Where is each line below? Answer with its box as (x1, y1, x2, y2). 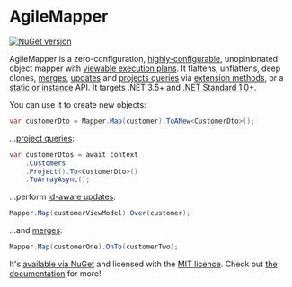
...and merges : (9, 225, 63, 236)
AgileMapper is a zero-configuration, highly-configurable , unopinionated (9, 53, 279, 64)
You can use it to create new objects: (9, 99, 146, 109)
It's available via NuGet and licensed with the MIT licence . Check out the (9, 258, 278, 270)
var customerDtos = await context (9, 150, 139, 159)
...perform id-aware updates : (9, 191, 117, 203)
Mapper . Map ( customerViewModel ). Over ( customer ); (9, 209, 191, 218)
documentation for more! (9, 268, 102, 279)
